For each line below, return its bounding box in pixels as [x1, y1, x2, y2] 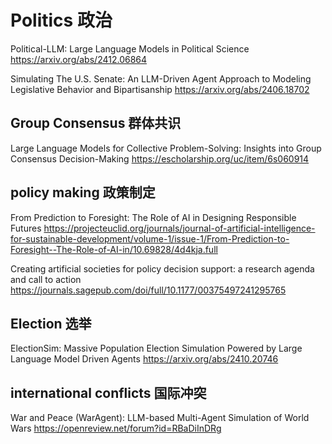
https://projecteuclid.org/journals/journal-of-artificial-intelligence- [43, 222, 316, 234]
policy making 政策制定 [10, 184, 156, 201]
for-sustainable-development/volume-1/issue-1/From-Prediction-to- [10, 232, 290, 245]
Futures [10, 222, 42, 234]
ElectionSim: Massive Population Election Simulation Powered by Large [10, 342, 303, 355]
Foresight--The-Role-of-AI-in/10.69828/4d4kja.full [10, 243, 218, 255]
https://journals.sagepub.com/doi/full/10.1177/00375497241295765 [10, 284, 287, 296]
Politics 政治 [10, 9, 113, 32]
